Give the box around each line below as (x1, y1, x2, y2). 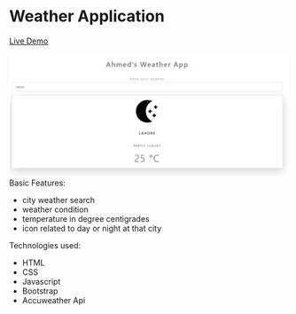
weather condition (21, 204, 89, 215)
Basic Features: (9, 177, 66, 188)
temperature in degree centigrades (21, 214, 150, 224)
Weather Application (9, 6, 166, 27)
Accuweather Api (21, 295, 86, 306)
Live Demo (9, 35, 49, 46)
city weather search (21, 195, 96, 206)
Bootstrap (21, 286, 58, 296)
